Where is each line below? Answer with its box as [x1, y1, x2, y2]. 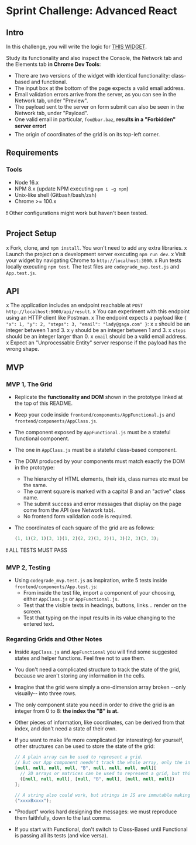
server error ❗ [14, 122, 47, 129]
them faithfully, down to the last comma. [14, 814, 112, 821]
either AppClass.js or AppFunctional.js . [23, 595, 119, 603]
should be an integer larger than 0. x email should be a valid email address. [6, 333, 187, 340]
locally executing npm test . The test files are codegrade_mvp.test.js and [6, 263, 180, 270]
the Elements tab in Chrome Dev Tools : [6, 61, 101, 68]
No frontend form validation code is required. [23, 513, 133, 519]
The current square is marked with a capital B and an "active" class [23, 488, 185, 495]
